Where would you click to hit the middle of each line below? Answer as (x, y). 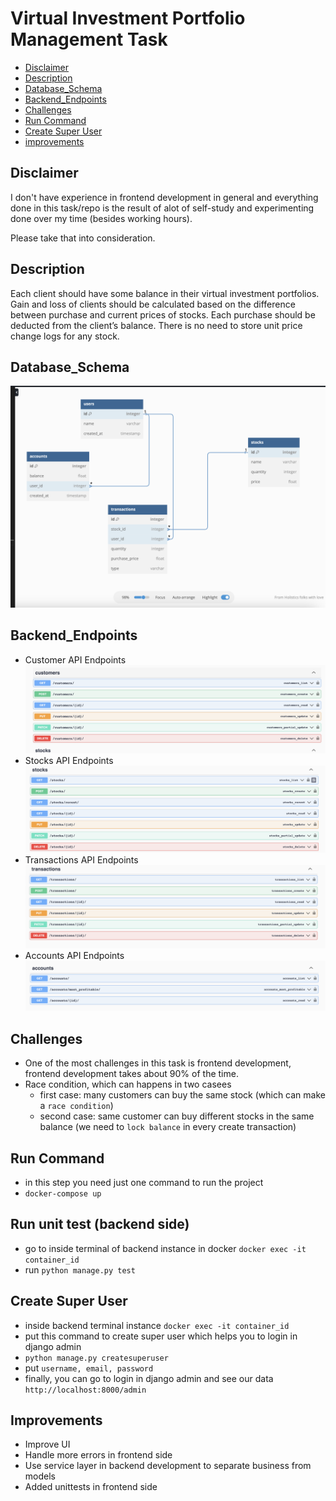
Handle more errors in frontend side (98, 1455)
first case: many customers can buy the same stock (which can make (182, 1095)
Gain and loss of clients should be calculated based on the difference (153, 304)
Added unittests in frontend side (91, 1487)
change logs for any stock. (65, 336)
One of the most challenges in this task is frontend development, (158, 1063)
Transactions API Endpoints (81, 860)
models (40, 1476)
